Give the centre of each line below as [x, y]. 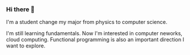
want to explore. [26, 46]
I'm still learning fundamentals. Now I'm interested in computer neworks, [94, 33]
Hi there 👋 [21, 9]
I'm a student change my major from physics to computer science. [87, 22]
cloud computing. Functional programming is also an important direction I [95, 40]
